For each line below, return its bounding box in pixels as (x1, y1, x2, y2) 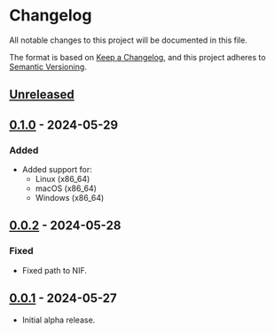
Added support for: (21, 164, 92, 175)
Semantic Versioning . (9, 61, 87, 72)
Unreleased (9, 87, 75, 102)
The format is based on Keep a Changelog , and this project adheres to (9, 52, 266, 62)
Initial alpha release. (21, 314, 96, 325)
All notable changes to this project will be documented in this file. (9, 35, 248, 45)
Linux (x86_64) (35, 174, 90, 185)
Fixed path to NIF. (21, 265, 87, 275)
